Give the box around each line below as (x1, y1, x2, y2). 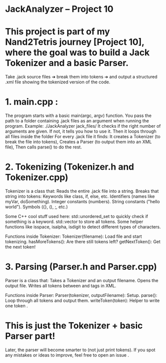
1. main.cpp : (5, 96, 58, 108)
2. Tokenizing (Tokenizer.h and (5, 161, 134, 173)
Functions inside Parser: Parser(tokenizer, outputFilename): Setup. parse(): (5, 292, 157, 298)
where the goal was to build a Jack (5, 47, 150, 58)
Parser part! (5, 330, 55, 342)
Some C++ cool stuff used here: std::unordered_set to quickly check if (5, 214, 148, 219)
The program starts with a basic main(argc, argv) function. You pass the (5, 112, 152, 119)
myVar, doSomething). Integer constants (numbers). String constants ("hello (5, 199, 160, 204)
